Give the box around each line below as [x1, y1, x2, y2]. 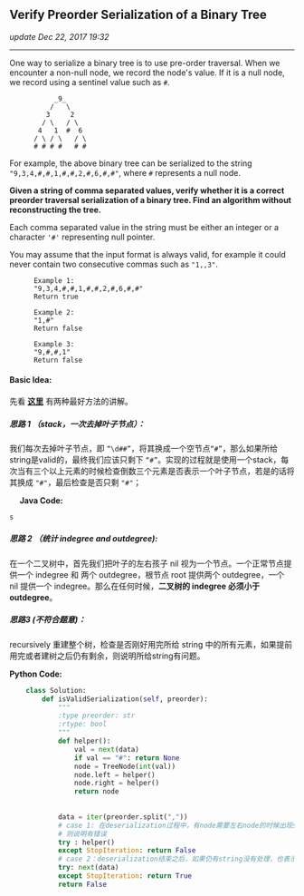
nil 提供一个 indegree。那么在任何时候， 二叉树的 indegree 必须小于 [9, 580, 261, 591]
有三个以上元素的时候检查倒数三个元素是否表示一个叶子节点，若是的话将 [24, 465, 295, 476]
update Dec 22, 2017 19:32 [9, 31, 110, 42]
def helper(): [57, 736, 111, 746]
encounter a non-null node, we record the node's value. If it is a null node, [9, 67, 285, 78]
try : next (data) [57, 863, 119, 872]
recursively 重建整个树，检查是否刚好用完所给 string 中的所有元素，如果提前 [9, 638, 293, 649]
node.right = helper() [73, 779, 160, 788]
